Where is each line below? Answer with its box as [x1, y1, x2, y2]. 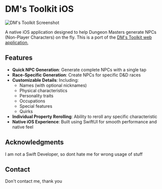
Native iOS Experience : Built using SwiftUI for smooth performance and [12, 118, 157, 124]
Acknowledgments [5, 138, 64, 146]
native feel [12, 124, 34, 130]
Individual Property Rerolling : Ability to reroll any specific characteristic [12, 114, 158, 119]
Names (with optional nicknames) [19, 82, 87, 88]
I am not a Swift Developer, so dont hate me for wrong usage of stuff [5, 151, 143, 157]
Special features [19, 103, 53, 109]
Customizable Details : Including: [12, 77, 79, 83]
